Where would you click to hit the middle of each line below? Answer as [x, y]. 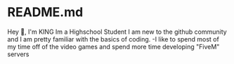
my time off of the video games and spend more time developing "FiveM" [113, 46]
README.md [45, 12]
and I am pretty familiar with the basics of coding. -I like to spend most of [113, 39]
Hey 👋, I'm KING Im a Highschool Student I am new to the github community [117, 32]
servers [18, 54]
